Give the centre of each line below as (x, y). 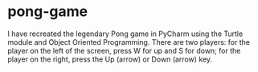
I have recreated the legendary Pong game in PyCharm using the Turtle (125, 34)
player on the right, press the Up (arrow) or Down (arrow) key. (110, 59)
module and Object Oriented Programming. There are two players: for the (129, 42)
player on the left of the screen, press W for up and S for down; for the (124, 50)
